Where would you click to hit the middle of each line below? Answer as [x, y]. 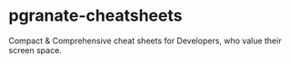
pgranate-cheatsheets [95, 16]
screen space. [35, 50]
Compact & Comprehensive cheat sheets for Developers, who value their [145, 41]
